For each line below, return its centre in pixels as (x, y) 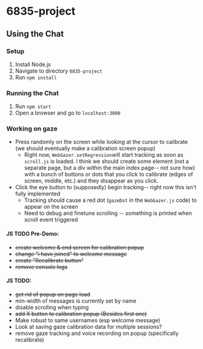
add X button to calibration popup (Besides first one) (81, 314)
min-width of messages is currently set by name (76, 301)
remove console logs (41, 267)
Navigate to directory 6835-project (59, 71)
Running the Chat (33, 93)
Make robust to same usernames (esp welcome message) (88, 320)
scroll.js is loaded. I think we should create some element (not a (107, 161)
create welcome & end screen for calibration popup (79, 247)
